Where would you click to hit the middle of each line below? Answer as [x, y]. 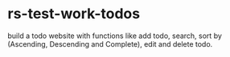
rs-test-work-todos [74, 14]
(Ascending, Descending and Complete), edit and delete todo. [110, 44]
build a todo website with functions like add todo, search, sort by [115, 36]
